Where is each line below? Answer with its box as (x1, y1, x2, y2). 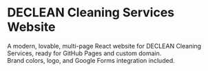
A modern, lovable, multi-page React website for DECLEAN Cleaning (7, 42, 202, 50)
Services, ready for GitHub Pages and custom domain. (7, 49, 162, 57)
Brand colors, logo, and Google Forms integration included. (7, 56, 175, 64)
